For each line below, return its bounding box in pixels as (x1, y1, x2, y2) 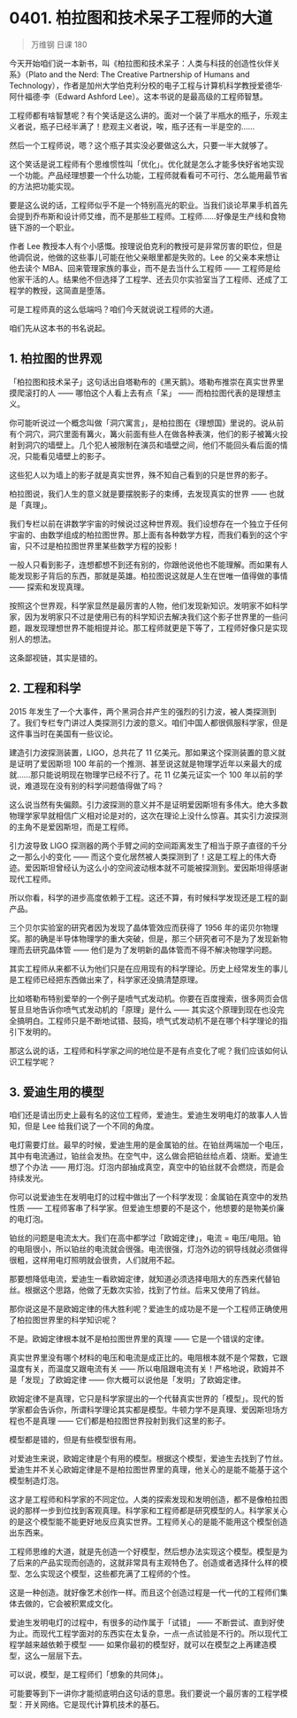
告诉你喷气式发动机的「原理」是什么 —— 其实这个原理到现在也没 (39, 1003, 277, 1015)
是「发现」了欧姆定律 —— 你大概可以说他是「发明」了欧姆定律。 (9, 1375, 246, 1386)
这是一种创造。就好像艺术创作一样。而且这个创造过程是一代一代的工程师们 (9, 1588, 280, 1598)
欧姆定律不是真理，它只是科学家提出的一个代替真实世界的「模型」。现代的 (9, 1394, 277, 1404)
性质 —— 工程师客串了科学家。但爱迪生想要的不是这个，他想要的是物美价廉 (9, 1203, 285, 1214)
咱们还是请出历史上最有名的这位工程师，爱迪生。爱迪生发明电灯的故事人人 (9, 1110, 280, 1121)
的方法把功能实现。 (9, 181, 80, 191)
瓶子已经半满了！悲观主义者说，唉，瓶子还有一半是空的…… (39, 121, 255, 131)
